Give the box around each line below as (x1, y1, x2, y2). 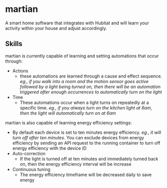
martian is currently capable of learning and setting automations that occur (5, 53, 159, 59)
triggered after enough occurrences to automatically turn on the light (19, 89, 162, 95)
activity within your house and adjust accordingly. (5, 25, 107, 31)
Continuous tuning (12, 166, 51, 172)
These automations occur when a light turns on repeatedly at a (19, 99, 149, 105)
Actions (12, 68, 28, 74)
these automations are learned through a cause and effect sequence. (19, 73, 163, 79)
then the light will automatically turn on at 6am (19, 110, 116, 116)
